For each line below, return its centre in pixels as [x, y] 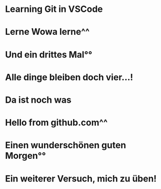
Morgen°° [25, 156]
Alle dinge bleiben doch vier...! [69, 77]
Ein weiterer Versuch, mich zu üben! [81, 178]
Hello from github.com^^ [56, 123]
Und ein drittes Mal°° [49, 54]
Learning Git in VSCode [54, 9]
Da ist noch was [38, 100]
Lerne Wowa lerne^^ [47, 32]
